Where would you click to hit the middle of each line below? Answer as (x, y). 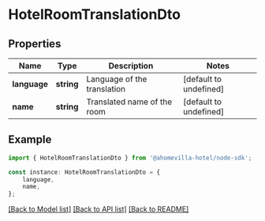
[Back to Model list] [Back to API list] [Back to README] (99, 209)
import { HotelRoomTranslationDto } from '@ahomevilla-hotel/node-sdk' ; (130, 158)
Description (131, 66)
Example (30, 140)
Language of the (117, 79)
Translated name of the (129, 102)
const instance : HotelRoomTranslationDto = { (84, 172)
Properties (35, 44)
